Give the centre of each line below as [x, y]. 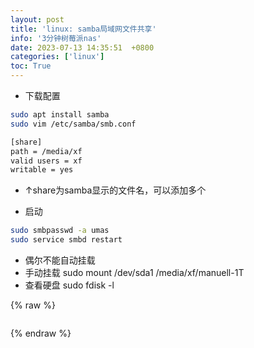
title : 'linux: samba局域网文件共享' [83, 29]
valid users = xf [46, 161]
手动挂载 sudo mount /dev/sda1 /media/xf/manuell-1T [134, 272]
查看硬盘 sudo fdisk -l [69, 285]
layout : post [37, 19]
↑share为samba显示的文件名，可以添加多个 [115, 190]
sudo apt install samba [60, 115]
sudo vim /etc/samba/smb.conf [73, 124]
